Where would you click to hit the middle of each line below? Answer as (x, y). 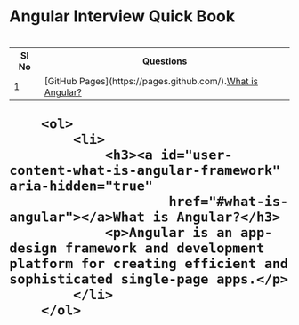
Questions (165, 61)
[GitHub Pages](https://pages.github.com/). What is (151, 82)
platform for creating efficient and (149, 264)
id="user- (197, 155)
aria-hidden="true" (81, 186)
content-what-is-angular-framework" (145, 171)
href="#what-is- (229, 202)
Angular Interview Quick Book (122, 16)
